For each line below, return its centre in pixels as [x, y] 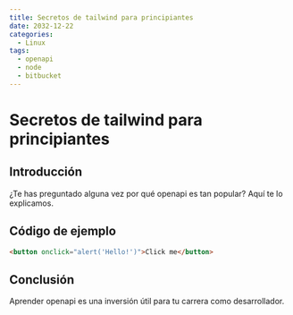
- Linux [32, 43]
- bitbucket [40, 76]
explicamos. [31, 203]
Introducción [46, 172]
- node [29, 68]
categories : [31, 34]
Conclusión [42, 280]
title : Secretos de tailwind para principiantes [101, 17]
